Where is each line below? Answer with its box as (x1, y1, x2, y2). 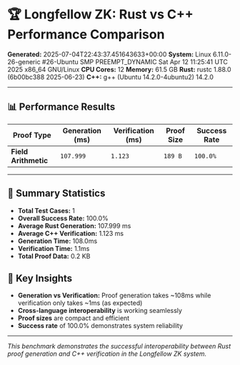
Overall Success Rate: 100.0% (17, 214, 109, 222)
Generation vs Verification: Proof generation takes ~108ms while (17, 291, 211, 300)
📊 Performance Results (7, 101, 116, 113)
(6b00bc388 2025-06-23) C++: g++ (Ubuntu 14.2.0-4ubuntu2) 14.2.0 (7, 73, 214, 81)
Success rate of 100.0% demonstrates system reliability (17, 322, 184, 330)
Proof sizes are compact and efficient (17, 314, 130, 322)
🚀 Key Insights (7, 272, 73, 284)
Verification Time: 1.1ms (17, 244, 90, 252)
